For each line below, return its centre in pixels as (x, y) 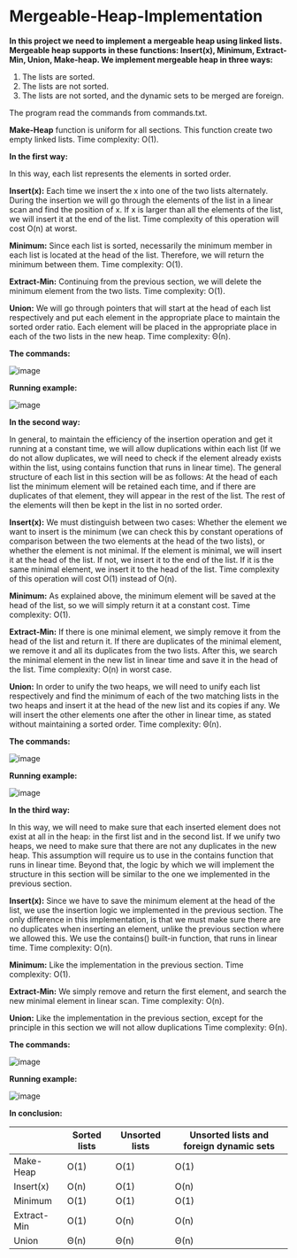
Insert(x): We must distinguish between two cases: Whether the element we (148, 522)
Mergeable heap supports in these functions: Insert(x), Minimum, (132, 50)
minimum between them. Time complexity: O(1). (96, 264)
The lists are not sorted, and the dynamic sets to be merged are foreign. (153, 96)
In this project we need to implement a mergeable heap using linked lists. (146, 41)
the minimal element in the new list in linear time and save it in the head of (144, 660)
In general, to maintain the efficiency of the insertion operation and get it (141, 439)
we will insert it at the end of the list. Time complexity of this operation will (144, 219)
